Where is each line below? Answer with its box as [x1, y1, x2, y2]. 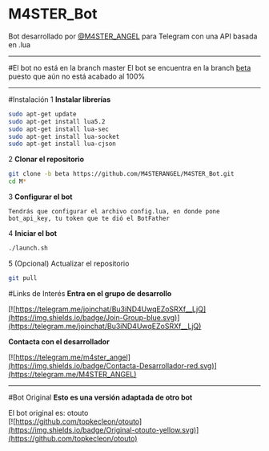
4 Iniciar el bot [8, 229, 58, 238]
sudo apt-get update [8, 110, 78, 118]
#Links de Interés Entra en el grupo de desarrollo [8, 288, 172, 298]
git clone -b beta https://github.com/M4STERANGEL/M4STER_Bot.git [8, 170, 235, 178]
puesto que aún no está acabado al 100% [8, 71, 146, 81]
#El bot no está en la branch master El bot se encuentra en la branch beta [8, 63, 251, 72]
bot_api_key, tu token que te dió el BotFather [8, 214, 171, 223]
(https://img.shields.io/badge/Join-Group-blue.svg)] [8, 312, 180, 322]
